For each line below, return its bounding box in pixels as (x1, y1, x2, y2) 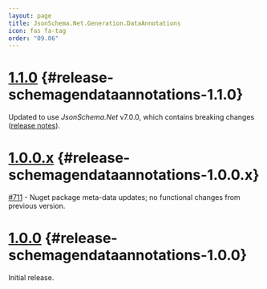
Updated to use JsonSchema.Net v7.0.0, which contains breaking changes (8, 112, 255, 122)
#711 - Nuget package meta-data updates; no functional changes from (8, 193, 241, 202)
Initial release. (8, 273, 55, 283)
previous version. (8, 201, 66, 211)
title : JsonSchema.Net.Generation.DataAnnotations (8, 19, 181, 27)
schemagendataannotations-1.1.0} (8, 86, 244, 104)
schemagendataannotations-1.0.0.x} (8, 166, 260, 185)
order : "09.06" (8, 34, 59, 43)
